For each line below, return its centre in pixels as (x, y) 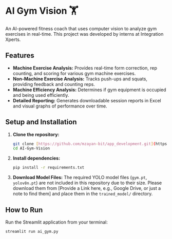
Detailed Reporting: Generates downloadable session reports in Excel (87, 100)
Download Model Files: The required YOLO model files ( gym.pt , (80, 178)
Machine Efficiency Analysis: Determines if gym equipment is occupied (89, 90)
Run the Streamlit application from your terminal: (56, 222)
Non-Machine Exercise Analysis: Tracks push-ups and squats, (80, 79)
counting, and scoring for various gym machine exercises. (74, 73)
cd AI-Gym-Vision (31, 148)
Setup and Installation (41, 122)
